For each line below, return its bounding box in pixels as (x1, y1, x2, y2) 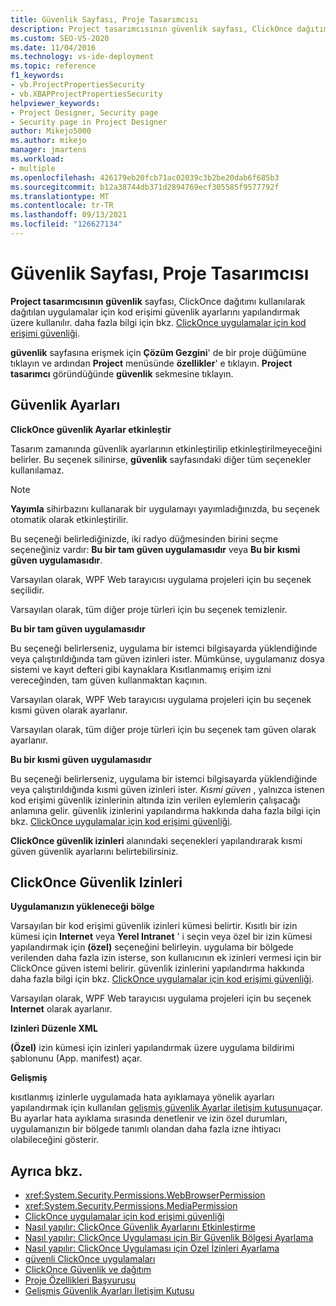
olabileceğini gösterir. (10, 1134, 100, 1146)
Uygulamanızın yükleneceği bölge (10, 901, 155, 913)
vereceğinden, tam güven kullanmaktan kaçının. (10, 674, 208, 686)
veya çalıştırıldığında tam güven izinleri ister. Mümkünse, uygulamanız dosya (10, 652, 325, 665)
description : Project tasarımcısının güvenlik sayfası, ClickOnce (10, 24, 293, 34)
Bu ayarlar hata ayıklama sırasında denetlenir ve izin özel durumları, (10, 1112, 288, 1125)
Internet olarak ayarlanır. (10, 1003, 113, 1015)
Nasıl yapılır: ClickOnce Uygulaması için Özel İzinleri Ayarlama (24, 1242, 280, 1255)
